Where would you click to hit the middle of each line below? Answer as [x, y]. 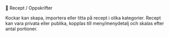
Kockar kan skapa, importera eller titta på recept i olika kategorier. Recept [83, 18]
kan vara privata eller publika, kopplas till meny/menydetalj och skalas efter [85, 23]
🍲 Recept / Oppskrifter [29, 8]
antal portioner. [21, 29]
